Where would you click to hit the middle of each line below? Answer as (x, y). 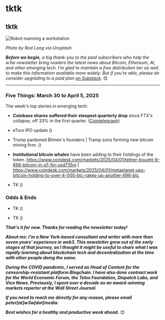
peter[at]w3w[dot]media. (32, 302)
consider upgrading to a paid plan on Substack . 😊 (57, 78)
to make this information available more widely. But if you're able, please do (82, 73)
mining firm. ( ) (27, 145)
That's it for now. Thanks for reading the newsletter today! (67, 227)
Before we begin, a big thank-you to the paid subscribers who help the (78, 57)
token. (19, 160)
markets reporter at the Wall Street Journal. (51, 288)
